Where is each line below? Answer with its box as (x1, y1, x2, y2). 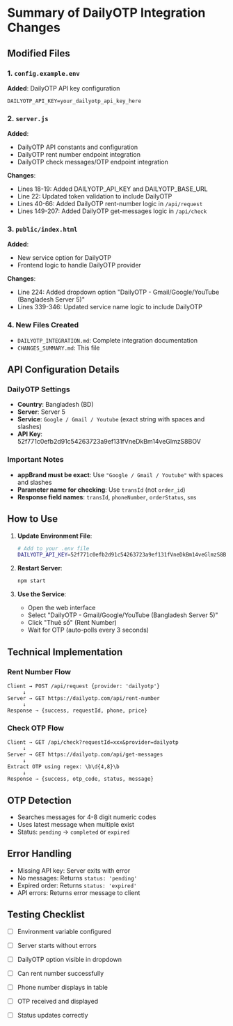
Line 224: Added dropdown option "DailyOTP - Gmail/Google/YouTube (17, 288, 220, 297)
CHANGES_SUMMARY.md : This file (17, 343, 100, 352)
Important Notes (7, 455, 64, 465)
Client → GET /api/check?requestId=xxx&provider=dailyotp (7, 739, 179, 746)
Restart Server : (17, 564, 63, 573)
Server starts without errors (17, 941, 97, 949)
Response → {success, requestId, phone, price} (7, 707, 148, 714)
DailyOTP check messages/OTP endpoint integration (17, 158, 168, 166)
